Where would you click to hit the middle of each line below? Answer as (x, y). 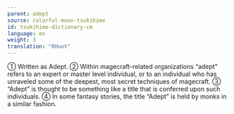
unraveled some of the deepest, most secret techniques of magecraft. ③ (114, 81)
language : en (26, 33)
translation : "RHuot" (39, 46)
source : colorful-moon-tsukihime (56, 20)
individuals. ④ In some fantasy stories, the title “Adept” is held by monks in (117, 96)
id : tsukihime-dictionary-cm (50, 27)
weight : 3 (22, 40)
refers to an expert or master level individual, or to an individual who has (112, 74)
